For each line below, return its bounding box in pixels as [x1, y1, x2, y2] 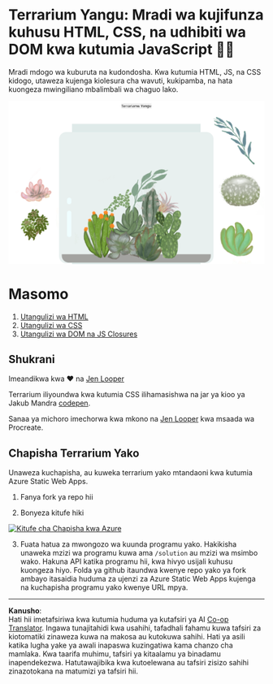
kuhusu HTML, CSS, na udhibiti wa [8, 23, 246, 41]
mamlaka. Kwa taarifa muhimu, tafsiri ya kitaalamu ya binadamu [8, 649, 221, 659]
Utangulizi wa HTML [19, 311, 89, 322]
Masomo [8, 284, 69, 303]
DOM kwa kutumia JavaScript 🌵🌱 [8, 41, 235, 58]
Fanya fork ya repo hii [19, 492, 93, 502]
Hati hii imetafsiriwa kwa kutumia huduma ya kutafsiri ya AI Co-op [8, 615, 229, 625]
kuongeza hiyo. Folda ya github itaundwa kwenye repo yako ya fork [19, 565, 246, 575]
